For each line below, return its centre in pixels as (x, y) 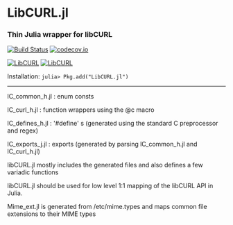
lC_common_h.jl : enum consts (51, 97)
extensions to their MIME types (52, 214)
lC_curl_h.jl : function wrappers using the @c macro (81, 110)
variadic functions (33, 172)
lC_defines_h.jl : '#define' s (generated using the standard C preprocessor (113, 124)
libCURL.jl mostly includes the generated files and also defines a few (105, 165)
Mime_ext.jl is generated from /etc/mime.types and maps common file (107, 207)
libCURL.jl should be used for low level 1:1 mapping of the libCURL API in (110, 186)
